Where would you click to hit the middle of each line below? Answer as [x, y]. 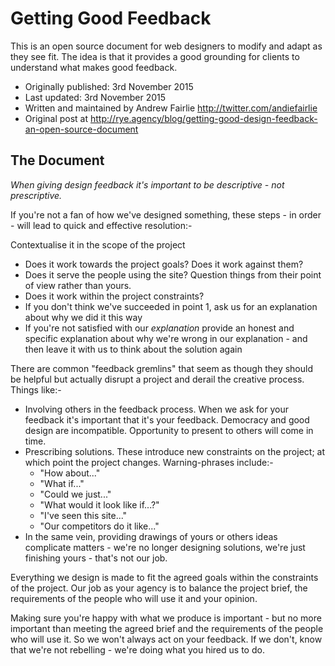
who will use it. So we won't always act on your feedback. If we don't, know [166, 639]
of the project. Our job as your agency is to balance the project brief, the [159, 588]
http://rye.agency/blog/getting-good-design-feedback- [204, 118]
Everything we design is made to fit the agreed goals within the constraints [164, 577]
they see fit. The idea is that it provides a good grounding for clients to [155, 56]
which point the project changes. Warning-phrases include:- [149, 462]
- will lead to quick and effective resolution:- [101, 225]
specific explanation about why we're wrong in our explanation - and [166, 338]
